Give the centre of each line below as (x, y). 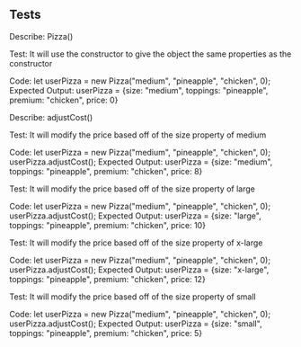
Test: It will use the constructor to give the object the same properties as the (150, 54)
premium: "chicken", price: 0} (64, 100)
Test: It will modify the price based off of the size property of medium (138, 135)
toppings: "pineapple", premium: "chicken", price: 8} (106, 171)
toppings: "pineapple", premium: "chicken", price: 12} (108, 279)
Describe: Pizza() (41, 36)
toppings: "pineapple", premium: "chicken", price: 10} (108, 225)
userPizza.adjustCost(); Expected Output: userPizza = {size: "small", (136, 324)
